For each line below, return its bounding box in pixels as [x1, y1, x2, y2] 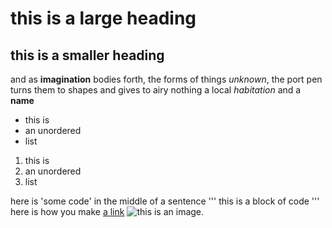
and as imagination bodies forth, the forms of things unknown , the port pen [10, 73, 323, 85]
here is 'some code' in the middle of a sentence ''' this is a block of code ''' [10, 195, 320, 207]
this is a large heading [10, 7, 197, 30]
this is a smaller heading [10, 47, 165, 64]
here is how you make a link [10, 206, 125, 217]
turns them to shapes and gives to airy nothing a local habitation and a [10, 84, 302, 96]
